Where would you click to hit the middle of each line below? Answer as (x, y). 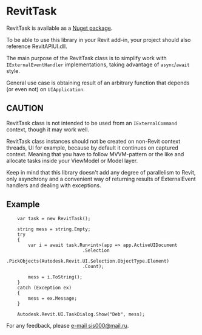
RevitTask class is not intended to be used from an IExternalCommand (92, 123)
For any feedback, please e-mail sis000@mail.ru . (68, 325)
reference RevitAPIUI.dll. (37, 46)
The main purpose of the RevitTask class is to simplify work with (86, 58)
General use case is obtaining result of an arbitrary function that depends (98, 83)
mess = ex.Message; (53, 298)
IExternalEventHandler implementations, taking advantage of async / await (98, 64)
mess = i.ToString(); (56, 277)
